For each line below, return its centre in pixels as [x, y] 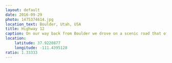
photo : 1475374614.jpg [29, 19]
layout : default [23, 10]
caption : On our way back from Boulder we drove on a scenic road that [83, 34]
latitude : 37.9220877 [37, 43]
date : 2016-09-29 [24, 15]
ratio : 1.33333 [21, 52]
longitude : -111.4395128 [41, 48]
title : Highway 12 [25, 29]
